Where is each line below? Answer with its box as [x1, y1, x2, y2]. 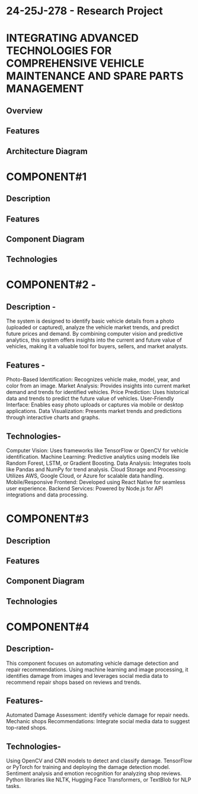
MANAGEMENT [6, 82, 84, 96]
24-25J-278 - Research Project [6, 4, 163, 18]
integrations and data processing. [6, 491, 88, 498]
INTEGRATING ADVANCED [6, 32, 139, 45]
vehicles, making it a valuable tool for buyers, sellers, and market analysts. [6, 343, 188, 350]
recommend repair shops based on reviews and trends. [6, 679, 142, 686]
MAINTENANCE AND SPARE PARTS [6, 70, 184, 83]
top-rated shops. [6, 724, 47, 732]
